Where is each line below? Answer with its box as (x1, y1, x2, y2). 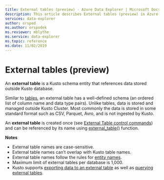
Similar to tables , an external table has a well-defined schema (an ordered (5, 95, 154, 101)
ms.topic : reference (5, 39, 47, 44)
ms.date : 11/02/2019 (5, 43, 47, 48)
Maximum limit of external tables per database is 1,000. (12, 159, 123, 165)
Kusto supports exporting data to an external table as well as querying (12, 164, 154, 170)
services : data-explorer (5, 16, 56, 21)
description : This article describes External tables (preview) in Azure (5, 12, 159, 17)
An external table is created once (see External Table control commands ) (5, 120, 153, 126)
